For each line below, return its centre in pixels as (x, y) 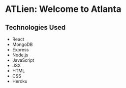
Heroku (20, 81)
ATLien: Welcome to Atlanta (63, 9)
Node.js (20, 55)
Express (20, 50)
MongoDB (22, 44)
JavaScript (23, 60)
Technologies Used (35, 27)
